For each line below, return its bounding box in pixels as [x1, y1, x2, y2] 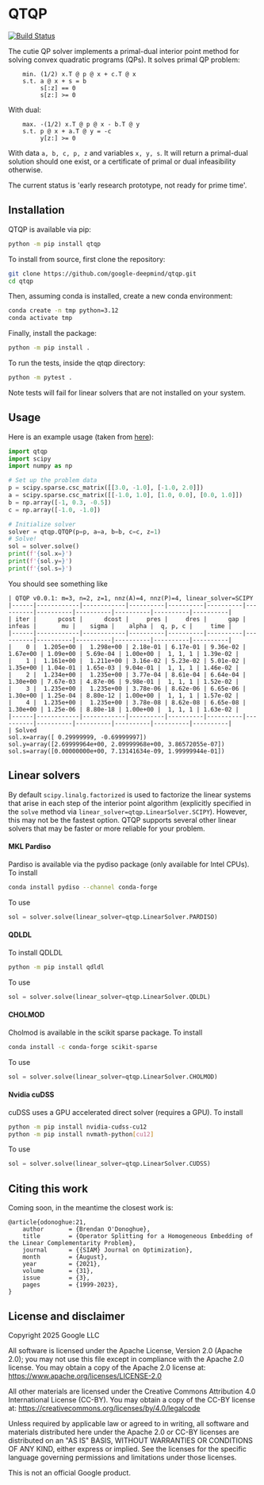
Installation [8, 203, 65, 217]
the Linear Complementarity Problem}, [8, 1240, 136, 1248]
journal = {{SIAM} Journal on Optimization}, [22, 1246, 193, 1255]
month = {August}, [22, 1253, 109, 1261]
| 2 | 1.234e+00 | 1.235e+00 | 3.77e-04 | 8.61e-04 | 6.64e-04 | [8, 670, 247, 679]
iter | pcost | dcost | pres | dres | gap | [15, 615, 247, 623]
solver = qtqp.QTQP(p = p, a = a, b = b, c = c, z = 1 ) [8, 527, 161, 536]
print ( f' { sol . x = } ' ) [8, 550, 73, 558]
